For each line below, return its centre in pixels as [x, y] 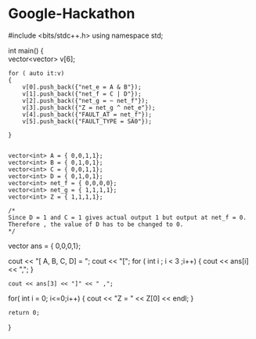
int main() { [26, 50]
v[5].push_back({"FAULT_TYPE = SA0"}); [87, 121]
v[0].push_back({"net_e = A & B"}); [82, 87]
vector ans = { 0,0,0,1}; [44, 246]
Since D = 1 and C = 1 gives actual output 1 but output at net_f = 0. [127, 217]
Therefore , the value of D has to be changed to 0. [96, 224]
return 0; [24, 312]
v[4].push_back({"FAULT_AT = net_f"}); [87, 115]
